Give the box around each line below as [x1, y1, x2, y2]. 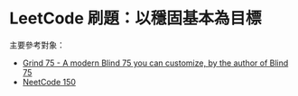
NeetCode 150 [22, 76, 77, 87]
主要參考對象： [9, 39, 65, 50]
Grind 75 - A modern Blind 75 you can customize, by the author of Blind [22, 57, 289, 68]
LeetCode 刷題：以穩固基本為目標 [9, 8, 262, 29]
